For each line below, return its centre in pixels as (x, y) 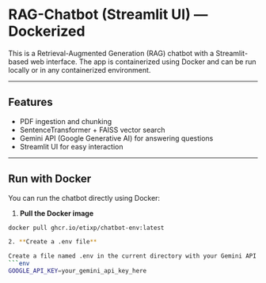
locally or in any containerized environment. (80, 70)
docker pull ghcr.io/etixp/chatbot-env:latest (86, 228)
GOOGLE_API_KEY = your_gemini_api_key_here (78, 271)
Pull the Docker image (56, 213)
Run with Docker (50, 179)
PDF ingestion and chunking (66, 121)
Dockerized (47, 31)
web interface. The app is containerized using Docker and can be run (143, 62)
